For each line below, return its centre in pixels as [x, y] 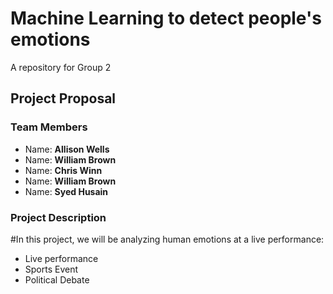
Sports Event [51, 269]
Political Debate [57, 279]
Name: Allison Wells [67, 149]
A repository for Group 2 [61, 67]
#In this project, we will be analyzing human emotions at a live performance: [167, 239]
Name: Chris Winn [63, 170]
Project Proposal [63, 98]
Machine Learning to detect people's [166, 18]
